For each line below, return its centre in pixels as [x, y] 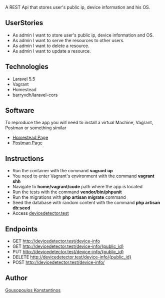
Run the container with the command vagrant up [63, 171]
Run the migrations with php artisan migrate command [69, 197]
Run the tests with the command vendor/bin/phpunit [67, 192]
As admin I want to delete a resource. [51, 46]
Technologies [27, 67]
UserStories [24, 23]
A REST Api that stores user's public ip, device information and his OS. [78, 7]
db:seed [21, 208]
